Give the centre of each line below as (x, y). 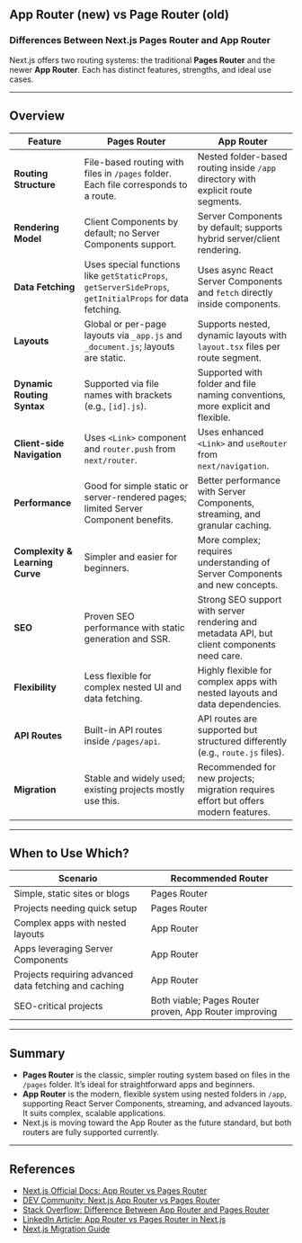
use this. (102, 800)
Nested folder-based (242, 156)
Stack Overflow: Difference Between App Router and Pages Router (146, 1210)
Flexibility (35, 687)
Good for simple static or (136, 486)
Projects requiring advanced (74, 975)
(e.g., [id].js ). (115, 406)
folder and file (226, 383)
